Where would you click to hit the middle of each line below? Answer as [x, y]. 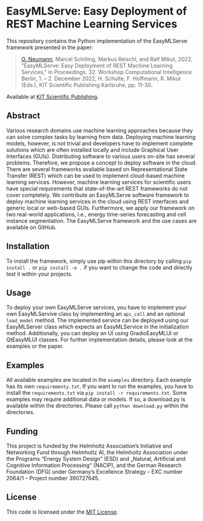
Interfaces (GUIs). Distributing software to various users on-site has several [101, 156]
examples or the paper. [35, 346]
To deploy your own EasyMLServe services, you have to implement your [96, 307]
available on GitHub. [32, 227]
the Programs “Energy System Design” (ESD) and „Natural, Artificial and [96, 459]
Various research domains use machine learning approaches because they [100, 130]
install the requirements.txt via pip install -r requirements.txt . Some [97, 393]
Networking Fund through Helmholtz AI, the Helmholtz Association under [97, 452]
